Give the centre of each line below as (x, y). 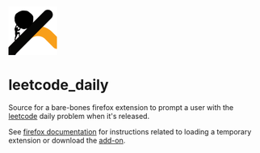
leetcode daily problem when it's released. (79, 116)
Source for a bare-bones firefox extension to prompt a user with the (121, 107)
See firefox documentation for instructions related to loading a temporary (130, 131)
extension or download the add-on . (67, 140)
